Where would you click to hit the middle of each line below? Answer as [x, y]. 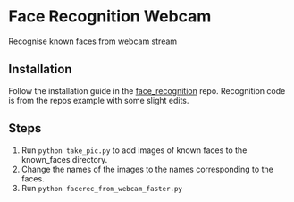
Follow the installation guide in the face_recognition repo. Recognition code [147, 90]
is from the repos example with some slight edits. [99, 100]
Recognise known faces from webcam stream [93, 41]
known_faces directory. [64, 159]
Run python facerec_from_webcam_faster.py [102, 188]
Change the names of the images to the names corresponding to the [147, 169]
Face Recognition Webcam [110, 17]
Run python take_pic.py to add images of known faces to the [134, 150]
